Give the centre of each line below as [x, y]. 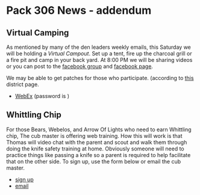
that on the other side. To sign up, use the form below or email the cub [94, 161]
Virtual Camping [38, 33]
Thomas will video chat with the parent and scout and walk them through [97, 142]
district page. [23, 84]
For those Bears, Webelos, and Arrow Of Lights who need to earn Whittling [99, 129]
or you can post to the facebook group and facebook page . [80, 66]
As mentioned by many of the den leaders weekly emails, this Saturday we [99, 47]
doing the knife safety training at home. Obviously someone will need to [95, 149]
